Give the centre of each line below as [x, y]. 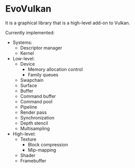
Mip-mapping [42, 150]
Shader [28, 155]
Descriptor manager [41, 48]
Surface [28, 85]
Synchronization [37, 117]
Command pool [36, 101]
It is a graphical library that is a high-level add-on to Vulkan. [68, 23]
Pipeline [28, 107]
